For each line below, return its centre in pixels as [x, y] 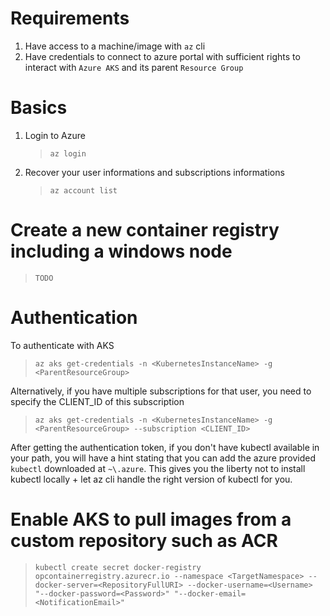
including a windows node [121, 251]
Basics [39, 108]
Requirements [70, 18]
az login [68, 153]
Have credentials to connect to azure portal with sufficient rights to [162, 56]
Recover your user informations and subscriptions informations [154, 172]
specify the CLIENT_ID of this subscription [97, 401]
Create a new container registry [145, 230]
